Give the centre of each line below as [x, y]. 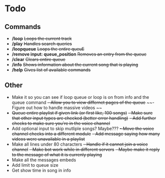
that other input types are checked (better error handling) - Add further [84, 118]
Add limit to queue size [35, 165]
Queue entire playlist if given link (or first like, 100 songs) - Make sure [82, 113]
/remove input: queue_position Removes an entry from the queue [79, 54]
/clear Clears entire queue [38, 59]
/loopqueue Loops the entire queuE [48, 49]
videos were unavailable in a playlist [48, 139]
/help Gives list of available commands [51, 70]
